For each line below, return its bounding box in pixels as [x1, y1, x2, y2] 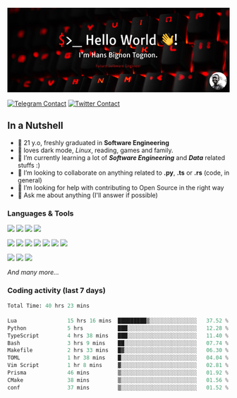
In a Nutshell [7, 120, 63, 132]
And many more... [7, 268, 60, 276]
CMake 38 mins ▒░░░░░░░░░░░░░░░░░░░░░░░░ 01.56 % [7, 376, 229, 384]
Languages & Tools [7, 209, 74, 218]
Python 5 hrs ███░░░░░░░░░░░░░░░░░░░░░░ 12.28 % [7, 325, 229, 332]
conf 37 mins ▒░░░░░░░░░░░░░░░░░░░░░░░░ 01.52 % [7, 384, 229, 391]
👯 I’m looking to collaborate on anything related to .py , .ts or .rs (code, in [17, 168, 230, 177]
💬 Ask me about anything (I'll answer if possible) [17, 191, 159, 199]
